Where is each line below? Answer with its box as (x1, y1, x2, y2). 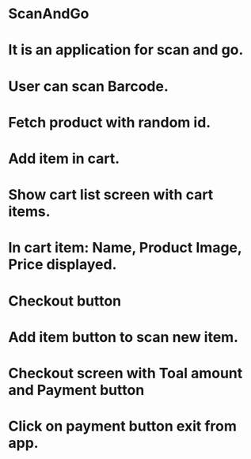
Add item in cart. (8, 150, 120, 167)
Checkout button (8, 292, 122, 309)
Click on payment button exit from (8, 417, 238, 435)
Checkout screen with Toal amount (8, 364, 243, 382)
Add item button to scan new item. (8, 328, 239, 346)
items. (8, 203, 51, 221)
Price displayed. (8, 256, 117, 274)
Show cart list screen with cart (8, 186, 214, 204)
